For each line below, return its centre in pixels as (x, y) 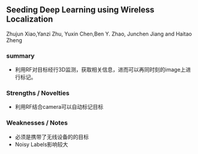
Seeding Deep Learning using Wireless (80, 10)
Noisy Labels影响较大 (41, 144)
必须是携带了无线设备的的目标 (52, 137)
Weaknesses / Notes (37, 123)
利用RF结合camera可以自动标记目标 (59, 107)
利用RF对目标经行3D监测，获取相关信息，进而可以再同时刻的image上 (100, 70)
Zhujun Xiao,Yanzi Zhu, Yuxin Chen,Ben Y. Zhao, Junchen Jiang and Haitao (99, 34)
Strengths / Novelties (38, 93)
